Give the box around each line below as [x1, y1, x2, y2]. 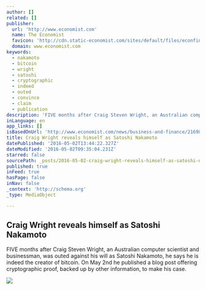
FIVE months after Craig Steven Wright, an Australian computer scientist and [6, 246, 199, 253]
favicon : [12, 37, 34, 44]
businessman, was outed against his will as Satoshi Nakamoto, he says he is [6, 253, 199, 260]
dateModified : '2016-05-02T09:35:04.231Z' [6, 146, 116, 152]
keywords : [6, 49, 32, 55]
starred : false [6, 152, 45, 158]
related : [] [6, 15, 37, 21]
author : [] [6, 9, 34, 15]
